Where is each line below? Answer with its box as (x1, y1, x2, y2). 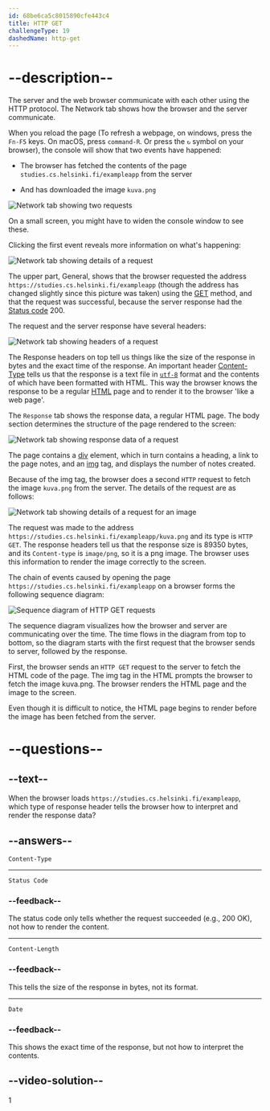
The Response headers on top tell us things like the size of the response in (8, 352, 256, 362)
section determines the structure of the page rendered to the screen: (8, 419, 237, 429)
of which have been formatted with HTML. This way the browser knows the (8, 378, 258, 388)
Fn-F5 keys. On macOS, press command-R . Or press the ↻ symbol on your (8, 137, 244, 146)
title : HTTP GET (8, 19, 63, 27)
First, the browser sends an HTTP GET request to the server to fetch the (8, 662, 241, 672)
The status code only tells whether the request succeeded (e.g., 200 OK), (8, 914, 252, 924)
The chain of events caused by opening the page (8, 573, 171, 582)
